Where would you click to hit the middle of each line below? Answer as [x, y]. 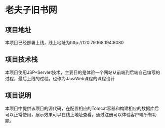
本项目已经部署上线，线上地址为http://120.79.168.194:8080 [64, 43]
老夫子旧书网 [31, 10]
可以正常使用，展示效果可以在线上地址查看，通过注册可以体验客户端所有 [79, 114]
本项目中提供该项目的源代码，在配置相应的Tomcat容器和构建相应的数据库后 [82, 108]
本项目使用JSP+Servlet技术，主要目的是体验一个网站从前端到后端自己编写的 [83, 72]
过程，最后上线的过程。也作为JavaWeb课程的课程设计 [60, 78]
